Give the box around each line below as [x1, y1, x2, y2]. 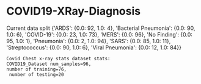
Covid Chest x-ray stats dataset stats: [6, 55, 111, 61]
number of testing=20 [9, 71, 64, 77]
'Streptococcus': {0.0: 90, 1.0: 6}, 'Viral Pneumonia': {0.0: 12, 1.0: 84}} [6, 44, 182, 51]
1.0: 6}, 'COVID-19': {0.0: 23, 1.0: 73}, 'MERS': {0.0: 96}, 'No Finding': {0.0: [6, 30, 192, 38]
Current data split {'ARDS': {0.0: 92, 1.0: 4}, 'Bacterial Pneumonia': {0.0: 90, [6, 24, 196, 32]
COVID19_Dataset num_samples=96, [6, 61, 92, 67]
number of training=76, [6, 66, 67, 72]
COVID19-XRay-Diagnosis [6, 4, 141, 18]
